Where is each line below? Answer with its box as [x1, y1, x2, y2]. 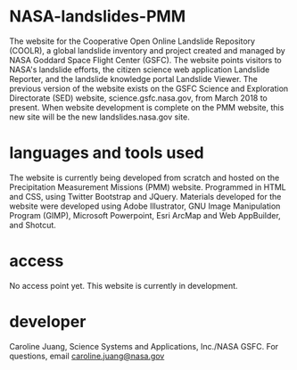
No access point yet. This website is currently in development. [9, 280, 238, 291]
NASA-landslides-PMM [9, 6, 186, 27]
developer [9, 312, 87, 332]
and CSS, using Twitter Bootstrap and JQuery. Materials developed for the [9, 191, 282, 201]
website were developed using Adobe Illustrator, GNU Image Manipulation [9, 201, 281, 211]
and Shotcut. [9, 219, 56, 230]
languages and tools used [9, 143, 204, 163]
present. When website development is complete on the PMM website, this [9, 102, 285, 112]
